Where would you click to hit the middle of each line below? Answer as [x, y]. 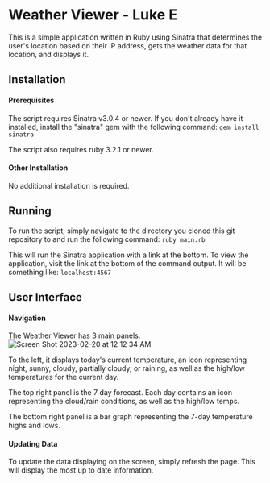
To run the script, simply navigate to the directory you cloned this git [122, 231]
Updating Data [33, 443]
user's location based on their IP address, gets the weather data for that [128, 45]
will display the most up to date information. [81, 470]
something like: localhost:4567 [60, 272]
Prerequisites [31, 100]
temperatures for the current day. [64, 377]
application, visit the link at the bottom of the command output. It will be [127, 263]
